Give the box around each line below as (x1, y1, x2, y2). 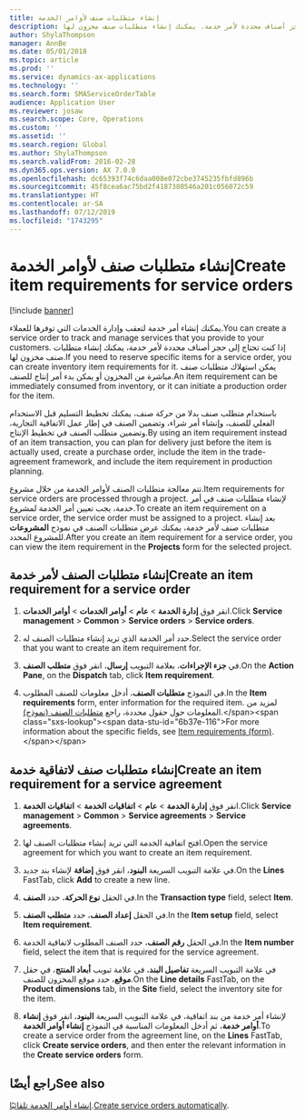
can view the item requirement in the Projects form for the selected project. (9, 541, 292, 552)
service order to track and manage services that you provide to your (9, 332, 265, 343)
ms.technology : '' (9, 81, 79, 90)
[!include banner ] (9, 305, 74, 315)
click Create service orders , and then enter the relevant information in (22, 1040, 286, 1051)
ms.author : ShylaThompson (9, 148, 107, 157)
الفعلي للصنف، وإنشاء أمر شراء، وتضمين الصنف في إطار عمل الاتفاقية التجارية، (9, 417, 275, 428)
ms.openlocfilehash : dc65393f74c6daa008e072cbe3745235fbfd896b (9, 174, 254, 183)
